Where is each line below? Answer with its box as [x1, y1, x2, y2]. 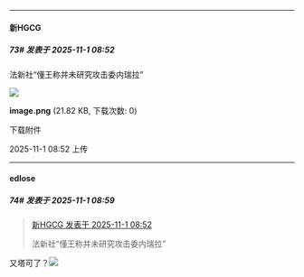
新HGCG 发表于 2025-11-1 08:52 [31, 219, 152, 230]
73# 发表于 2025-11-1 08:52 [9, 44, 115, 55]
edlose [9, 173, 36, 184]
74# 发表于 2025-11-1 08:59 [9, 195, 115, 206]
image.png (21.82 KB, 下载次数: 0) [9, 105, 138, 115]
